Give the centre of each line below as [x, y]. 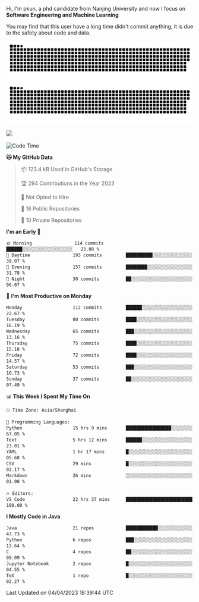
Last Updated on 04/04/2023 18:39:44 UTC [60, 592]
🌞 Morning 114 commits [55, 243]
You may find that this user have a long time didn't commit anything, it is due [100, 26]
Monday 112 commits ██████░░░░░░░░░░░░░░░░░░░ [99, 308]
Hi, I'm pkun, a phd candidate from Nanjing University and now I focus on [96, 9]
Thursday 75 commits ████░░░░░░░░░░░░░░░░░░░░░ [99, 343]
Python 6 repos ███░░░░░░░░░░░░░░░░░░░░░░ [99, 540]
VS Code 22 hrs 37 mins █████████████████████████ [99, 499]
